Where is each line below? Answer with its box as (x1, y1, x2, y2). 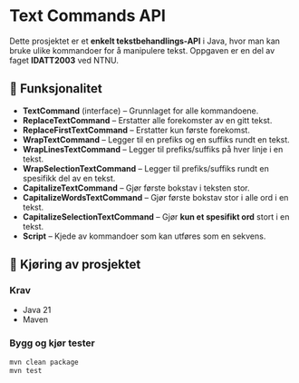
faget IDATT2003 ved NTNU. (9, 54, 120, 65)
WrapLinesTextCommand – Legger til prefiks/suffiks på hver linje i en (22, 143, 284, 154)
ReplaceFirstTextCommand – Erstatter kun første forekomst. (22, 124, 251, 135)
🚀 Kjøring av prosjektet (9, 257, 141, 272)
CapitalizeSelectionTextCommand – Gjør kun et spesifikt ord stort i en (22, 211, 290, 222)
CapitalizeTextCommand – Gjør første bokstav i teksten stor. (22, 182, 251, 193)
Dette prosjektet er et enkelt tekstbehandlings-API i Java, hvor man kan (9, 35, 281, 46)
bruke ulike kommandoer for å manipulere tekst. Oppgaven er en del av (9, 44, 275, 55)
